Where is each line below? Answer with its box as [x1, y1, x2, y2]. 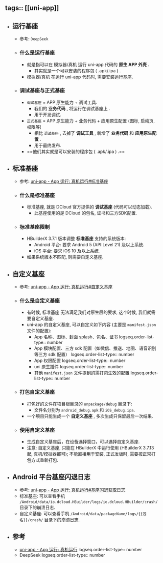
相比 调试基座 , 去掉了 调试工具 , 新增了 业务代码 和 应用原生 [34, 130, 153, 136]
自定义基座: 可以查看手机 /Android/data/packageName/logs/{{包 [19, 510, 147, 516]
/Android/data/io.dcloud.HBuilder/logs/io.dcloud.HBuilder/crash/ [19, 499, 158, 504]
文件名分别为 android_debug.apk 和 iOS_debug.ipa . [34, 407, 135, 413]
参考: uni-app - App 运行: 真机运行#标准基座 [19, 178, 109, 184]
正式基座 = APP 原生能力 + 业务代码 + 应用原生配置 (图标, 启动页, [26, 118, 155, 123]
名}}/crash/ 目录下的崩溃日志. [19, 516, 80, 523]
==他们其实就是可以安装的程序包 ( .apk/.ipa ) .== [26, 148, 125, 154]
